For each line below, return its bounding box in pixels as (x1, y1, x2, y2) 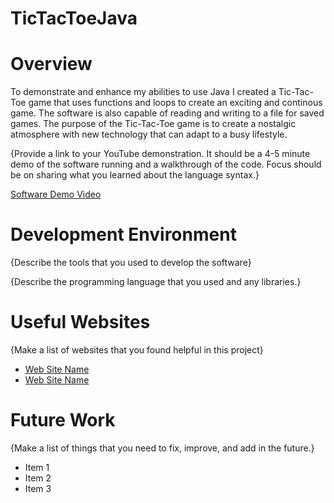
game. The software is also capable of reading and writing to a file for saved (10, 107, 325, 119)
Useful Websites (10, 311, 151, 334)
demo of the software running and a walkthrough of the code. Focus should (10, 158, 322, 171)
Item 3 (24, 482, 52, 494)
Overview (10, 53, 93, 76)
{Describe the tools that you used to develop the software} (10, 257, 252, 269)
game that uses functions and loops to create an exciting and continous (28, 97, 323, 109)
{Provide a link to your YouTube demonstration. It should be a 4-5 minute (10, 148, 311, 160)
